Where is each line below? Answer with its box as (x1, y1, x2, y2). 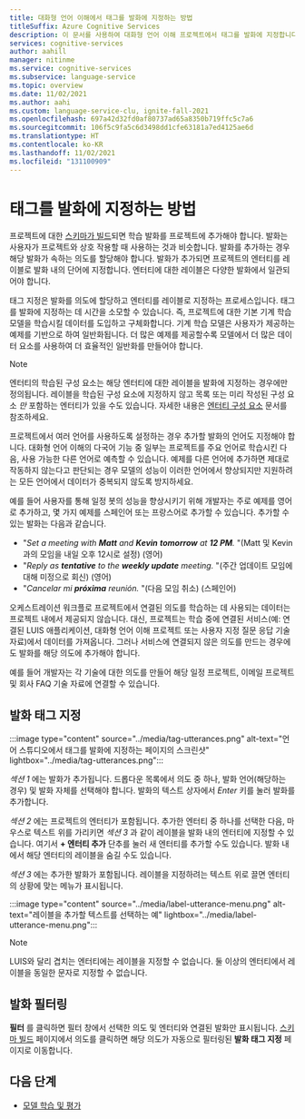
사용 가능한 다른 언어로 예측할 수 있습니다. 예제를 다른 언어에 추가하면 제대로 (21, 453, 290, 464)
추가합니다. (9, 797, 49, 807)
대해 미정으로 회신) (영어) (22, 571, 112, 582)
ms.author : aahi (9, 97, 71, 107)
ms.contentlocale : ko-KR (9, 140, 103, 149)
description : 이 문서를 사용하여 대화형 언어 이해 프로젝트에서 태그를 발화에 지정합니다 (9, 30, 298, 39)
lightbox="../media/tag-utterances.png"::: (9, 755, 164, 766)
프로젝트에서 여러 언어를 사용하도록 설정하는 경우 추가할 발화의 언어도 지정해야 (9, 431, 286, 441)
